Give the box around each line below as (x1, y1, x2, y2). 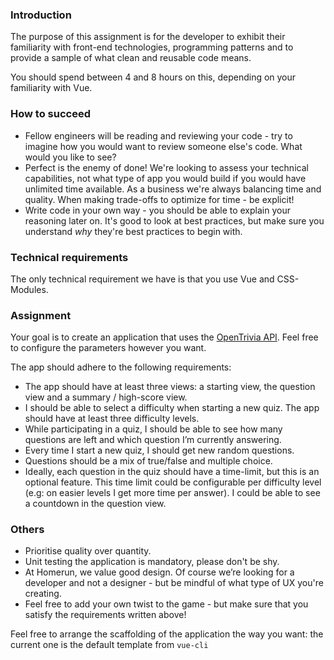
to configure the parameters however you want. (10, 342, 207, 354)
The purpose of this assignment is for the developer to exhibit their (10, 31, 286, 43)
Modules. (10, 283, 49, 295)
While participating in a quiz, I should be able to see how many (24, 423, 283, 435)
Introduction (10, 8, 72, 22)
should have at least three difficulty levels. (24, 413, 200, 425)
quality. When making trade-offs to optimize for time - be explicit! (24, 193, 295, 205)
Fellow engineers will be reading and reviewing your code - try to (24, 129, 293, 142)
